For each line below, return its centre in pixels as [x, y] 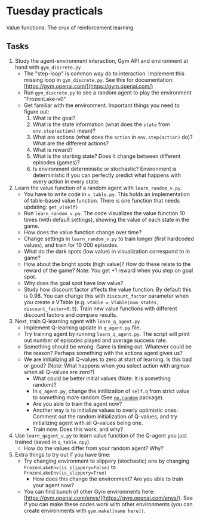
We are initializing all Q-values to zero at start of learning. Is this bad [108, 359]
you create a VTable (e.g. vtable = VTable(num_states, [91, 302]
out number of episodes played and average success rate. [96, 340]
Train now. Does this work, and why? [78, 429]
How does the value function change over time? [83, 232]
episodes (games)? [56, 162]
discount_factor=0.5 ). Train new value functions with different [100, 308]
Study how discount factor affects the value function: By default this [107, 289]
